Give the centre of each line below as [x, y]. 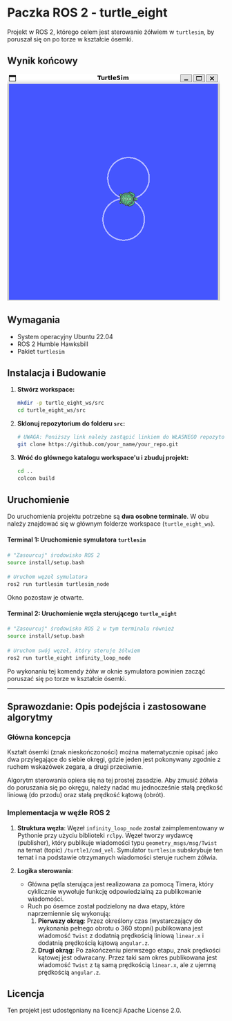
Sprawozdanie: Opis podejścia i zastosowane [107, 706]
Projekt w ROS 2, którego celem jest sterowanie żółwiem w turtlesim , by [111, 32]
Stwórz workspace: [46, 390]
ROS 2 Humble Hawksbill [52, 344]
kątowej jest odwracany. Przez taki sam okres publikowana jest [127, 957]
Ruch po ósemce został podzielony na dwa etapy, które [106, 906]
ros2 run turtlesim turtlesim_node [58, 584]
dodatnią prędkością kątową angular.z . [94, 943]
